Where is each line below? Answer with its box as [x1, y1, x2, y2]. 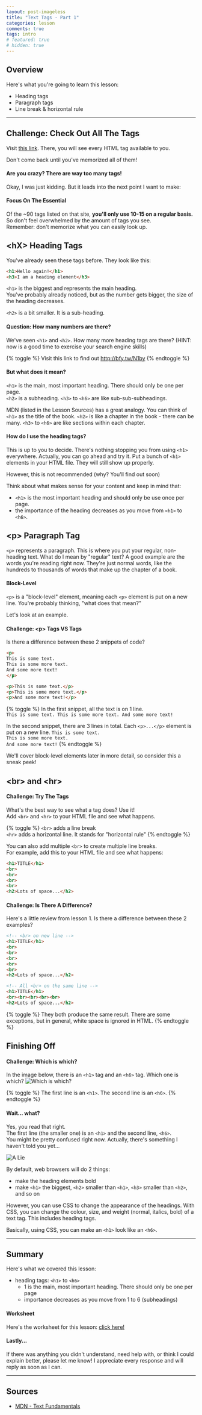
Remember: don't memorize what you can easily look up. [6, 223, 147, 230]
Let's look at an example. [6, 611, 69, 618]
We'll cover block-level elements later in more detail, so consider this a [6, 752, 182, 759]
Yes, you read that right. [6, 1123, 66, 1130]
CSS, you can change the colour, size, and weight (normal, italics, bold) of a [6, 1208, 194, 1215]
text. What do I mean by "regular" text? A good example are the [28, 553, 185, 560]
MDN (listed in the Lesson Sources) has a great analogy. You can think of [6, 406, 188, 413]
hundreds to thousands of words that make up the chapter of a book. [6, 566, 177, 573]
